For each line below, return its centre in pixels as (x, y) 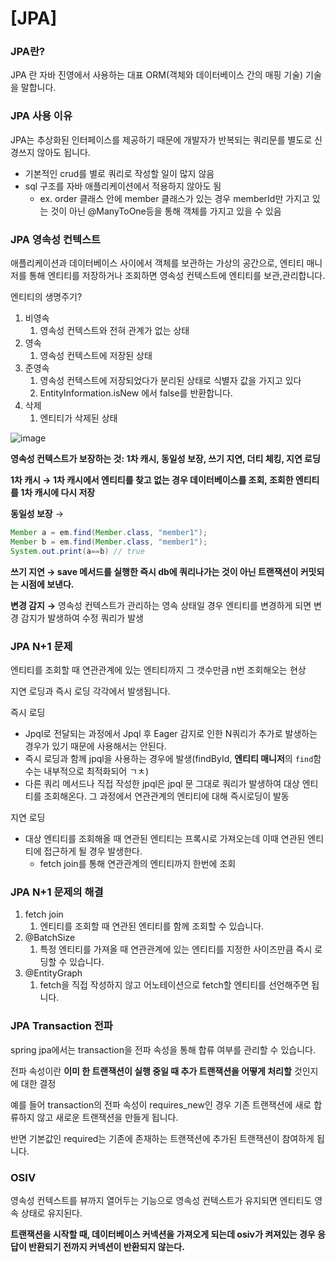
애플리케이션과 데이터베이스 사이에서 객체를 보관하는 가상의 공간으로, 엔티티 (157, 263)
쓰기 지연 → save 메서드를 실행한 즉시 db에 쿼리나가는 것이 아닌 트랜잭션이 (154, 571)
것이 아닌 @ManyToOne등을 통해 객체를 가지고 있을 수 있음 (166, 211)
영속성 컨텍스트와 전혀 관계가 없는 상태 (114, 331)
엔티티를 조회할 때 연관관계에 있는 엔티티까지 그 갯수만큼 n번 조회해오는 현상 (158, 670)
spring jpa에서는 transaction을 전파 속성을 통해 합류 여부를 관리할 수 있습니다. (163, 1049)
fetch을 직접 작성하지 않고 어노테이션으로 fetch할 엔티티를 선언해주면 (174, 985)
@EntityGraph (53, 973)
